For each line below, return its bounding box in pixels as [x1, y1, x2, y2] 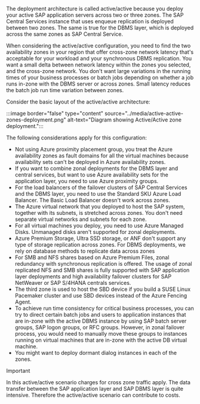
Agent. [14, 299, 32, 305]
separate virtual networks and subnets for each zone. [14, 215, 147, 223]
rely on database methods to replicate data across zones [14, 248, 155, 254]
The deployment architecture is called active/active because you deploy [6, 5, 184, 12]
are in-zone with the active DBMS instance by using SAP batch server [14, 317, 187, 324]
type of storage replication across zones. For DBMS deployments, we [14, 241, 186, 248]
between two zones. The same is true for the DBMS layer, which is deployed [6, 24, 194, 31]
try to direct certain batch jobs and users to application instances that [14, 311, 186, 318]
